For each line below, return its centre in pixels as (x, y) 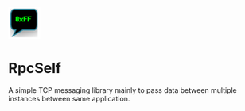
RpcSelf (35, 69)
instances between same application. (69, 98)
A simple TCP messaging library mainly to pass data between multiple (122, 90)
